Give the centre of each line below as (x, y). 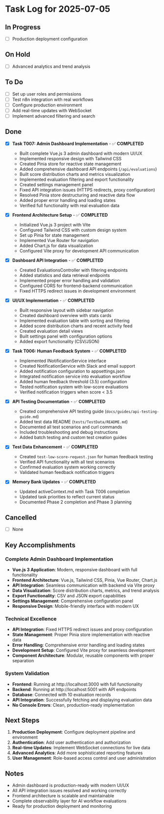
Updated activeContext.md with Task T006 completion (74, 492)
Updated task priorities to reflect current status (67, 497)
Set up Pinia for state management (54, 235)
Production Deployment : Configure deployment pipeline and (74, 732)
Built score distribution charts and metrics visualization (75, 174)
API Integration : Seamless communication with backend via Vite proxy (83, 585)
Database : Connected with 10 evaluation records (61, 694)
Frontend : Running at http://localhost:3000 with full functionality (77, 684)
